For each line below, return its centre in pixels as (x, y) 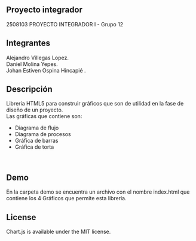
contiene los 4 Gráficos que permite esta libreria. (66, 198)
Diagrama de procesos (43, 134)
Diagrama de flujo (37, 128)
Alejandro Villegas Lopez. (38, 58)
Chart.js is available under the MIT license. (59, 232)
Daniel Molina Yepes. (32, 64)
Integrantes (28, 43)
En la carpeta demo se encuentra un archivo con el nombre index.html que (98, 192)
